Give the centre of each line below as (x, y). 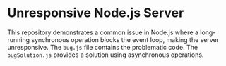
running (19, 39)
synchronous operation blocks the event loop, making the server (125, 39)
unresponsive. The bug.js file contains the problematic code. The (103, 47)
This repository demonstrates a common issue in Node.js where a (103, 32)
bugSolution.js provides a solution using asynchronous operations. (106, 55)
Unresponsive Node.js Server (96, 13)
